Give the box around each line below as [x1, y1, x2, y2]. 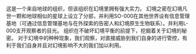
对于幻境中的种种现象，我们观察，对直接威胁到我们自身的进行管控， [17, 35, 183, 41]
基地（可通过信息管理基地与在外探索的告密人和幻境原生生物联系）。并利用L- [6, 20, 189, 26]
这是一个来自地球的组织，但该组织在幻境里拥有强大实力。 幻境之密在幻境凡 [6, 5, 188, 12]
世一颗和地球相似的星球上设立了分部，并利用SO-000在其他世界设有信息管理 [6, 12, 190, 19]
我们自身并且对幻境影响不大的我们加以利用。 [16, 42, 124, 49]
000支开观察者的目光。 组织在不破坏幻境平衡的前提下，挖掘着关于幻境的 [6, 27, 182, 34]
